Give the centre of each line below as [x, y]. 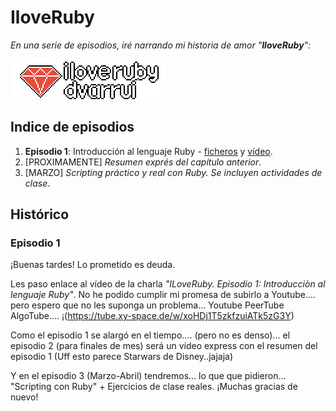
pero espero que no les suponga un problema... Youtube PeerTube [147, 305]
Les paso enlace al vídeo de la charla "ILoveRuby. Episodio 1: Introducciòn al [168, 284]
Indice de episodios [72, 127]
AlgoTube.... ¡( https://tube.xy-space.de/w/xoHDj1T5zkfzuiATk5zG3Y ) [152, 316]
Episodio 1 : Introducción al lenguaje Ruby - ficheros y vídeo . [148, 151]
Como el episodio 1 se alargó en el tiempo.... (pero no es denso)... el [150, 335]
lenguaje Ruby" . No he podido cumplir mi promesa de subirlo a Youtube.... [163, 295]
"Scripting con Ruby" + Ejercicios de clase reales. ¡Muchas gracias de [154, 387]
